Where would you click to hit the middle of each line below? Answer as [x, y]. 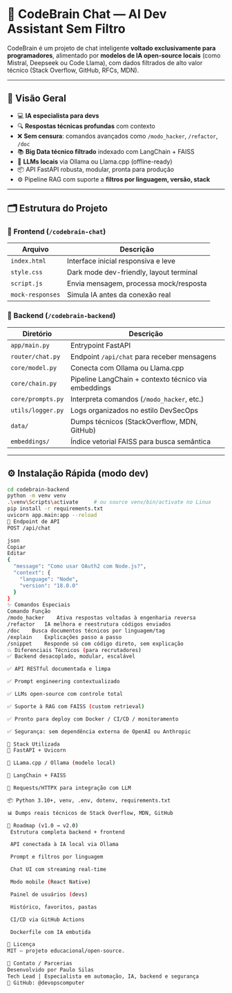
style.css [27, 272]
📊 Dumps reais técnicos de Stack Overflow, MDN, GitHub [90, 813]
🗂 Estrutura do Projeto [58, 208]
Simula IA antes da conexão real [119, 295]
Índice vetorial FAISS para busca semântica [141, 441]
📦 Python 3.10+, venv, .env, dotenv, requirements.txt [89, 800]
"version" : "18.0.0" [49, 586]
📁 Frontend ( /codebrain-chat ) [57, 231]
